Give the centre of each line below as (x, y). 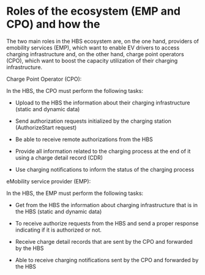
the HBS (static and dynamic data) (58, 211)
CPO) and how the (53, 24)
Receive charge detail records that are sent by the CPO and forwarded (104, 241)
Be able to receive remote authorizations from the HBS (84, 139)
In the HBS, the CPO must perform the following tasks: (75, 90)
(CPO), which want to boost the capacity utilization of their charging (92, 61)
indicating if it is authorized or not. (58, 230)
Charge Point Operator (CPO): (44, 79)
